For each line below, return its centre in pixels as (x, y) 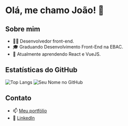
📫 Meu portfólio (30, 110)
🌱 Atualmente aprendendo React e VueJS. (57, 54)
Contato (18, 98)
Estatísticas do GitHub (41, 70)
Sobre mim (23, 29)
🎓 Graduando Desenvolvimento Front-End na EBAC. (68, 47)
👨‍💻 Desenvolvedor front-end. (43, 41)
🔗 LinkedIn (24, 118)
